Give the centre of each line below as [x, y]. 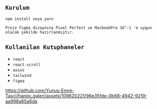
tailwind [22, 75]
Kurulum [17, 8]
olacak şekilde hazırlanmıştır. [40, 32]
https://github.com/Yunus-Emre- [40, 90]
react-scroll [27, 65]
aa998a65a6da [21, 101]
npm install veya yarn [29, 19]
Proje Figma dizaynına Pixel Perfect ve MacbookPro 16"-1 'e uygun [79, 28]
